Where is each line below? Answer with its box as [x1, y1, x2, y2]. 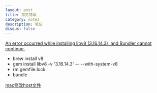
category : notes [5, 17, 40, 22]
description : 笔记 [5, 21, 43, 27]
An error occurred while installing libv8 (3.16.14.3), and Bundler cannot [5, 40, 152, 46]
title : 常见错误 [5, 12, 37, 17]
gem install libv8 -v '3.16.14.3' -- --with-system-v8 [12, 61, 118, 67]
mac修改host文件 [5, 82, 42, 88]
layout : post [5, 7, 33, 13]
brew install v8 [12, 55, 44, 61]
